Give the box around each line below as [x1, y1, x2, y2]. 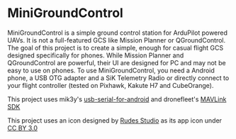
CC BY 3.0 [7, 123, 38, 132]
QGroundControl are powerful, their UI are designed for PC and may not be [7, 58, 226, 67]
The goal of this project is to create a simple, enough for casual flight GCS [7, 43, 224, 52]
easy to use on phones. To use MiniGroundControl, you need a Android [7, 66, 215, 74]
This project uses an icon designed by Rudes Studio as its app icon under [7, 116, 222, 125]
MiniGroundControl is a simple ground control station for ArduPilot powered [7, 28, 228, 37]
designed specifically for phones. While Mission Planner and [7, 51, 184, 60]
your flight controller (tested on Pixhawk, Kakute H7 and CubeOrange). [7, 81, 214, 89]
